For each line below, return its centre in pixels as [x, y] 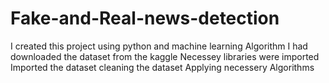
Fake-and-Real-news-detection [145, 18]
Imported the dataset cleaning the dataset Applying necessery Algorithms [162, 67]
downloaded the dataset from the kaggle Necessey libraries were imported [165, 56]
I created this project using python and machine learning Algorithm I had [159, 46]
